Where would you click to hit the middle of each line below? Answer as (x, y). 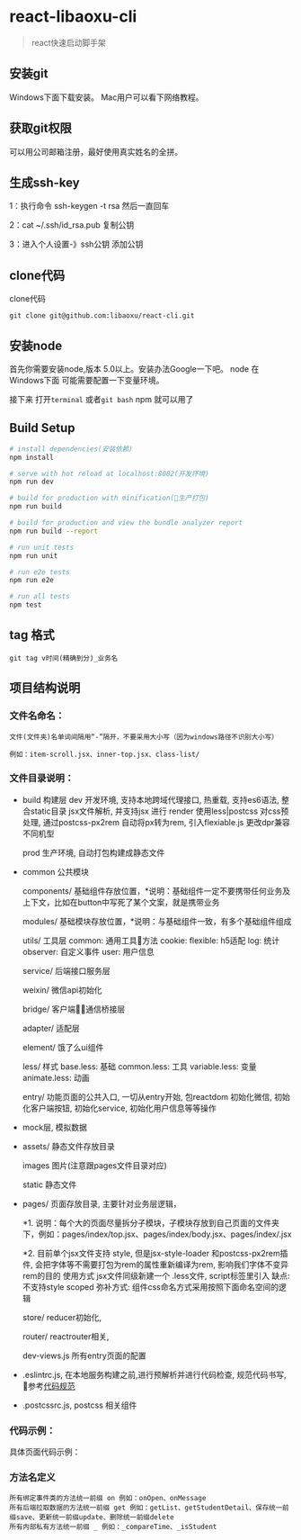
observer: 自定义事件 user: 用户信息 (88, 951)
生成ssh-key (44, 182)
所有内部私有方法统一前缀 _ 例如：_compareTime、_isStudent (113, 1527)
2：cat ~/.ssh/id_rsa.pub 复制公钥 (72, 225)
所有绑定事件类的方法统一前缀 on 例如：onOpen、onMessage (108, 1499)
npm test (26, 605)
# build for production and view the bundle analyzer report (126, 523)
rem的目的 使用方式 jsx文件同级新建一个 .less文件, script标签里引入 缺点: (156, 1275)
